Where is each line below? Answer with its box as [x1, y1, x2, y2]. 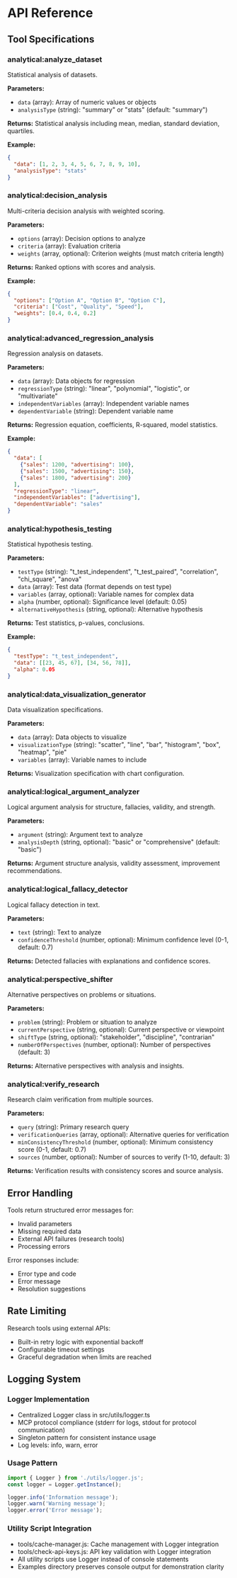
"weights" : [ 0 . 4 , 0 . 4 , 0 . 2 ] [13, 310, 97, 317]
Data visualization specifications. [7, 706, 104, 714]
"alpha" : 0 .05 [13, 666, 55, 673]
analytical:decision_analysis [7, 190, 108, 200]
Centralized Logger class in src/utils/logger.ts [17, 1410, 151, 1419]
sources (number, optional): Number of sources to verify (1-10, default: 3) [17, 1153, 231, 1162]
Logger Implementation [7, 1395, 90, 1405]
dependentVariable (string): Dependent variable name [17, 407, 173, 416]
